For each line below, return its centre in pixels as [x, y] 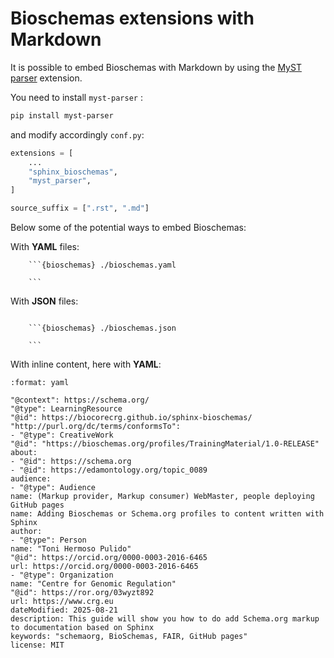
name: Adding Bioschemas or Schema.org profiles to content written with [167, 514]
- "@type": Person [48, 540]
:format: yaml [40, 383]
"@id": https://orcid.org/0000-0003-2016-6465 [109, 558]
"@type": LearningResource [66, 409]
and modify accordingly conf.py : [77, 134]
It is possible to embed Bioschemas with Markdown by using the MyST [156, 67]
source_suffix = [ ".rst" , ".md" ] [80, 208]
